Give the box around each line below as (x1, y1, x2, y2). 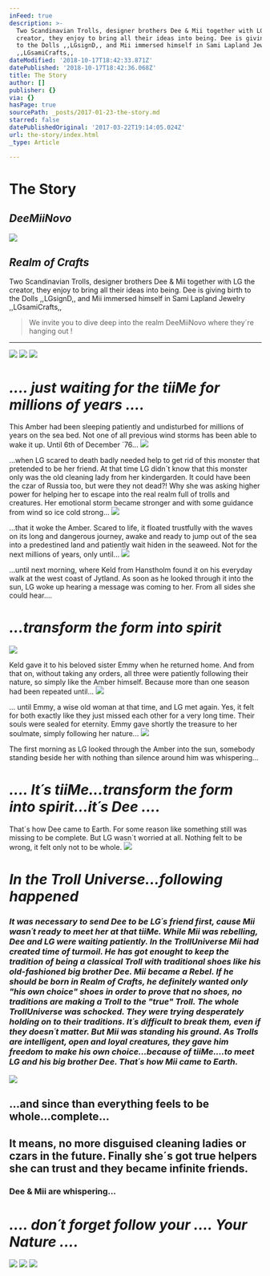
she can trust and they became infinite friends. (9, 1162, 249, 1176)
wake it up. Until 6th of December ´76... (9, 440, 139, 449)
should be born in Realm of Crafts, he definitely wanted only (9, 976, 248, 988)
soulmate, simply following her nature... (9, 729, 139, 739)
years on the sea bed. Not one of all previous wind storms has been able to (9, 430, 257, 441)
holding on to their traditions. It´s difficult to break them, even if (9, 1016, 261, 1028)
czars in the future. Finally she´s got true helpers (9, 1149, 257, 1163)
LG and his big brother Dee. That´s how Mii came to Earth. (9, 1057, 239, 1068)
